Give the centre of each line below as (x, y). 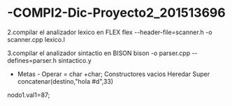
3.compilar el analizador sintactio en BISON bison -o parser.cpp (99, 53)
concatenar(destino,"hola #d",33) (65, 81)
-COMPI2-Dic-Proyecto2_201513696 (116, 13)
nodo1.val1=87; (29, 95)
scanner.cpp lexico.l (36, 39)
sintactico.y (75, 60)
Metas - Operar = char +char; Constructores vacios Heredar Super (114, 74)
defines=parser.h (32, 60)
